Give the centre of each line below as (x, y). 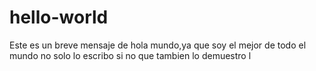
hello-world (59, 17)
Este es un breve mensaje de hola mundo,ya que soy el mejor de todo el (158, 45)
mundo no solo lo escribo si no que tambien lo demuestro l (130, 55)
